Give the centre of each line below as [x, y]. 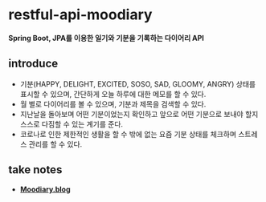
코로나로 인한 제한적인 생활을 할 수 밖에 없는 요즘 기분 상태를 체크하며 [128, 134]
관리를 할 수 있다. [55, 144]
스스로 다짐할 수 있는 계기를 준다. [71, 124]
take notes [35, 170]
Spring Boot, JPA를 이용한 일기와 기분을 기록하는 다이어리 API [106, 38]
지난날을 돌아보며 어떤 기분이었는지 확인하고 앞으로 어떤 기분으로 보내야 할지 [139, 114]
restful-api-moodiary [80, 15]
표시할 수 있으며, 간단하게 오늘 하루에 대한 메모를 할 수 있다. [113, 94]
